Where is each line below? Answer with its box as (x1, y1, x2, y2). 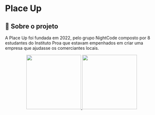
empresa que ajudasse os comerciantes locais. (5, 45, 99, 51)
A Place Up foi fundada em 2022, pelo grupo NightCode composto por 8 (5, 35, 151, 41)
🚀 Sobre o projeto (5, 22, 58, 30)
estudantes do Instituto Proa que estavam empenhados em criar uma (5, 40, 143, 46)
